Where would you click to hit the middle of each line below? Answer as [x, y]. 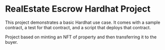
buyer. [12, 42]
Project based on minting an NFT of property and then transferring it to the [81, 37]
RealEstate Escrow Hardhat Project [78, 9]
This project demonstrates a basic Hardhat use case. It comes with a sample [83, 22]
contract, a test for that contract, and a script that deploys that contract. [78, 27]
